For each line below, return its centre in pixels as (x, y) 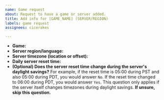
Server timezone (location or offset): (50, 56)
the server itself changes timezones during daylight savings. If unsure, (83, 87)
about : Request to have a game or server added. (56, 14)
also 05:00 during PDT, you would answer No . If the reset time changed (84, 77)
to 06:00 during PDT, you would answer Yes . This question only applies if (86, 82)
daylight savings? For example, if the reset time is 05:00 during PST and (86, 72)
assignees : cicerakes (27, 28)
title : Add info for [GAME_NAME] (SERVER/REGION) (57, 19)
